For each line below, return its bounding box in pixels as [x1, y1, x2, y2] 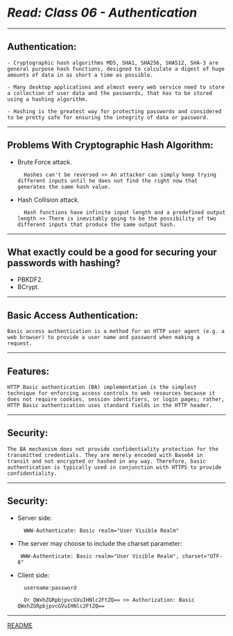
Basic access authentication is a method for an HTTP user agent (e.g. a [7, 328, 225, 335]
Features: [7, 366, 50, 377]
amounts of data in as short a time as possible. [7, 71, 154, 78]
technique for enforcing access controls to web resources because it [7, 390, 216, 397]
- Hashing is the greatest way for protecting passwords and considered [7, 108, 222, 115]
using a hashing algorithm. [7, 96, 89, 103]
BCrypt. [17, 283, 40, 291]
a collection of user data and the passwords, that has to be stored [7, 89, 213, 96]
